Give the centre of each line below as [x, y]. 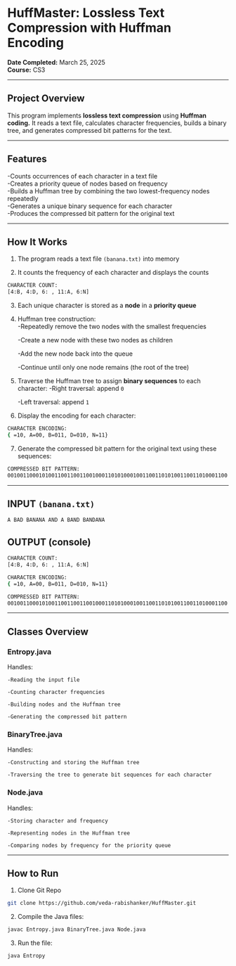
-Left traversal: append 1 [53, 402]
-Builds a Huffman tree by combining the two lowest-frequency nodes [109, 191]
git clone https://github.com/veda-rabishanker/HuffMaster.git [102, 903]
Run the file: [35, 943]
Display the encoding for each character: [77, 416]
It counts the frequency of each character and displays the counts [113, 273]
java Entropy [26, 956]
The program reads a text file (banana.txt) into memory [98, 259]
